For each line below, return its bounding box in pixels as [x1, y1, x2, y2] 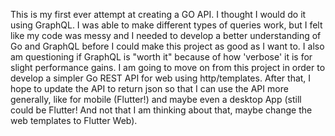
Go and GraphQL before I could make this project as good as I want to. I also [10, 40, 325, 52]
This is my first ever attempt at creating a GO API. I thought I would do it [10, 9, 307, 20]
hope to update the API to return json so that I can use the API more [10, 83, 289, 94]
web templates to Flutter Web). [10, 115, 138, 126]
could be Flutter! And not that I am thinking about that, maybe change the [10, 104, 313, 116]
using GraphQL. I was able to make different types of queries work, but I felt [10, 19, 323, 31]
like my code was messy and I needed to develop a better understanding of [10, 30, 322, 41]
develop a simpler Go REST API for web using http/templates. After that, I [10, 72, 312, 84]
